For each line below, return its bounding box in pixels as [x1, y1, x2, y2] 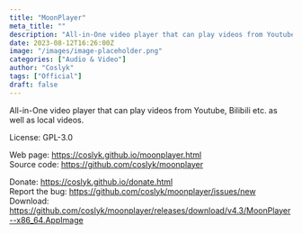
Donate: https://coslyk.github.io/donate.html [9, 176, 173, 187]
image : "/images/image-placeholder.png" [9, 47, 164, 56]
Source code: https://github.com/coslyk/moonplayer [9, 158, 204, 169]
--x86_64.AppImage [9, 214, 84, 225]
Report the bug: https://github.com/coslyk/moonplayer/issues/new [9, 185, 256, 196]
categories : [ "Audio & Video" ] [9, 55, 127, 64]
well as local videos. [9, 114, 84, 125]
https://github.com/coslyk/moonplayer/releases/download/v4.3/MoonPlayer [9, 204, 291, 216]
